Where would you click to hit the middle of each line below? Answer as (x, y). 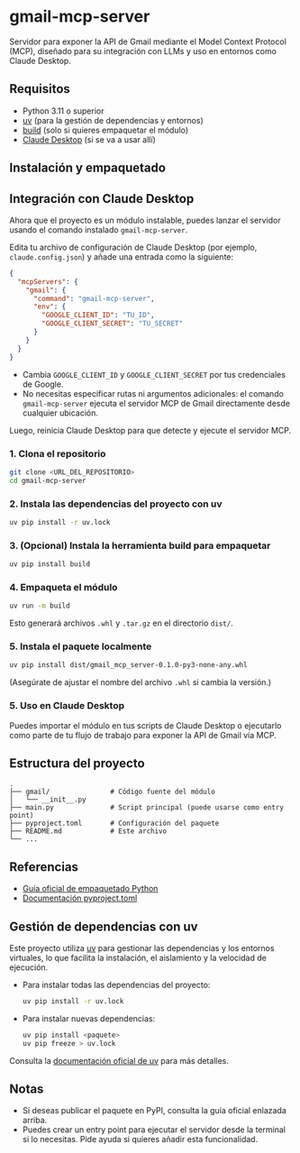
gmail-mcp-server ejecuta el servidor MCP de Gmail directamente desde (156, 403)
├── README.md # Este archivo (88, 831)
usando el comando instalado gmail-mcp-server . (99, 229)
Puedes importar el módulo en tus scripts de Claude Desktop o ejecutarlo (145, 725)
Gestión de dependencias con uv (104, 926)
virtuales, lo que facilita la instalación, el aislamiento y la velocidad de (138, 958)
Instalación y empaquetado (88, 168)
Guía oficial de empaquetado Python (90, 889)
